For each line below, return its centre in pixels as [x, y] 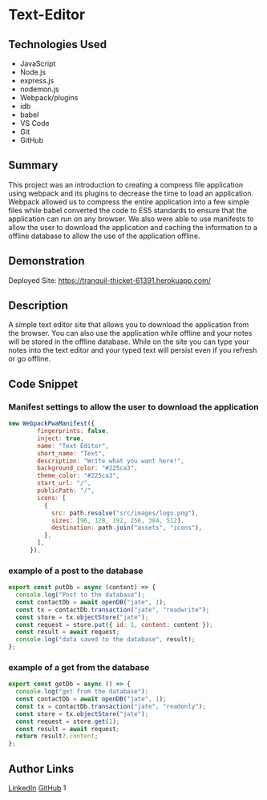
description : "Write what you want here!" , [111, 461]
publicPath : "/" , [66, 491]
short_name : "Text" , [71, 453]
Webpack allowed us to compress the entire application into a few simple [129, 201]
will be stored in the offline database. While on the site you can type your [129, 341]
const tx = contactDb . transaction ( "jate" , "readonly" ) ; [111, 706]
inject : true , [61, 438]
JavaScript [38, 63]
